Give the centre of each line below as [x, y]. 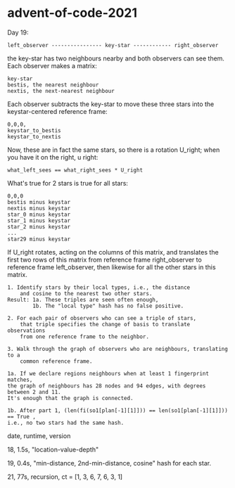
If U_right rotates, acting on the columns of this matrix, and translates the [113, 252]
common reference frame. [56, 361]
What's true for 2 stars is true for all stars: [68, 183]
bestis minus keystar [39, 202]
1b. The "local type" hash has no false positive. [108, 306]
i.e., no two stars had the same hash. [66, 423]
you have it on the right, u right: [53, 157]
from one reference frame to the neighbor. [85, 336]
